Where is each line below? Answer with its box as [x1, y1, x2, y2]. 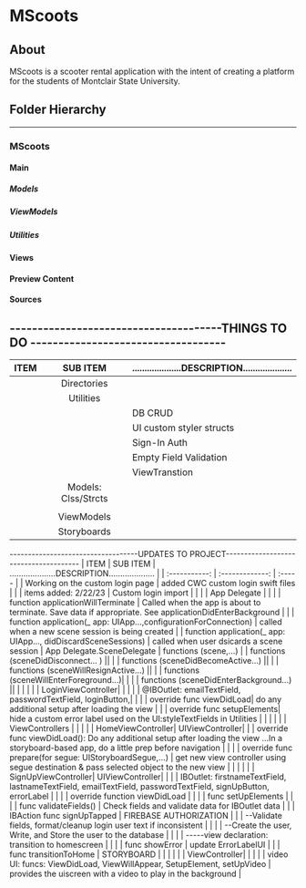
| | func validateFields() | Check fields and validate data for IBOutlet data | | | [9, 800, 296, 811]
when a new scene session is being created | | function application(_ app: [9, 626, 286, 637]
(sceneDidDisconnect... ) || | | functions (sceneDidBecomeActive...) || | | [9, 656, 280, 666]
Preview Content [9, 273, 75, 284]
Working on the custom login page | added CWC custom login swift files [25, 578, 296, 589]
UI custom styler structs [131, 421, 235, 434]
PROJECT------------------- [189, 549, 296, 560]
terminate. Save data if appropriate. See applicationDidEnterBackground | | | [9, 607, 295, 618]
